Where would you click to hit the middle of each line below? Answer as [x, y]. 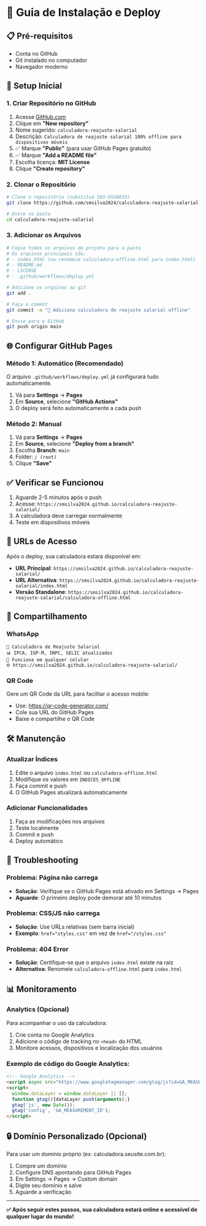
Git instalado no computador [51, 60]
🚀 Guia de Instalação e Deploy [84, 13]
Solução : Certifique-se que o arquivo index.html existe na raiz [94, 962]
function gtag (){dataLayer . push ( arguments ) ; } [71, 1099]
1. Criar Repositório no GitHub [51, 104]
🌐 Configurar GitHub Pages [60, 346]
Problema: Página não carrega [52, 878]
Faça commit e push [41, 786]
